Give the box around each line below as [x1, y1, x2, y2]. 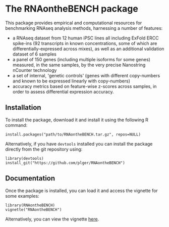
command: [5, 122, 28, 128]
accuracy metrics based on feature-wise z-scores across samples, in [12, 83, 157, 89]
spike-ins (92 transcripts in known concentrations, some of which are [12, 40, 157, 46]
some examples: [5, 193, 39, 199]
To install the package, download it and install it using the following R [5, 117, 149, 123]
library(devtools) [5, 156, 44, 161]
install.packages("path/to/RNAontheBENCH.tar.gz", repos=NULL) [5, 132, 141, 137]
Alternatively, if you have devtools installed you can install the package [5, 141, 153, 147]
